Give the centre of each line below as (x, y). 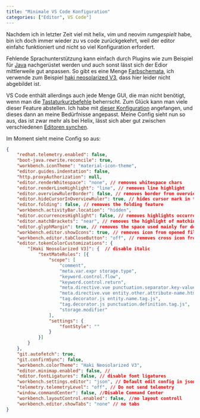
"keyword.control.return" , (93, 282)
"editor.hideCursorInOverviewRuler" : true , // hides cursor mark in (104, 199)
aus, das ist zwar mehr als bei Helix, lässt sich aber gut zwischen (86, 120)
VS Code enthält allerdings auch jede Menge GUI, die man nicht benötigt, (96, 95)
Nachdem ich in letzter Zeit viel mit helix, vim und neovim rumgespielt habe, (99, 34)
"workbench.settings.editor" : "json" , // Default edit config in (100, 382)
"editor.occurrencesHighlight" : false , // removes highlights (96, 216)
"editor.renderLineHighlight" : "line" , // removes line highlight (101, 188)
